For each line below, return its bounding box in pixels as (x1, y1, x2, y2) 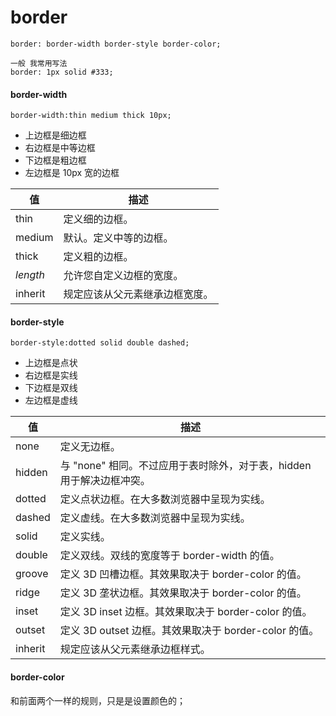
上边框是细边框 (24, 129, 87, 141)
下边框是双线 (24, 382, 78, 394)
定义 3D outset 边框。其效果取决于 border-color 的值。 (59, 624, 320, 638)
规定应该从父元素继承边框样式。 (59, 642, 211, 656)
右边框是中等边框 (24, 142, 96, 154)
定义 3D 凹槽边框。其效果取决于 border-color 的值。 (59, 567, 307, 581)
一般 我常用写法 (10, 58, 68, 68)
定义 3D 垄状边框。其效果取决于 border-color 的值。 (59, 586, 307, 600)
